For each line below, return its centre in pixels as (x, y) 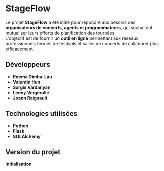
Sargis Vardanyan (31, 87)
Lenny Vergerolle (31, 92)
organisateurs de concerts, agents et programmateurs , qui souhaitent (79, 27)
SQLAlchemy (27, 136)
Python (20, 126)
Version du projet (33, 152)
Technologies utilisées (41, 114)
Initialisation (18, 164)
